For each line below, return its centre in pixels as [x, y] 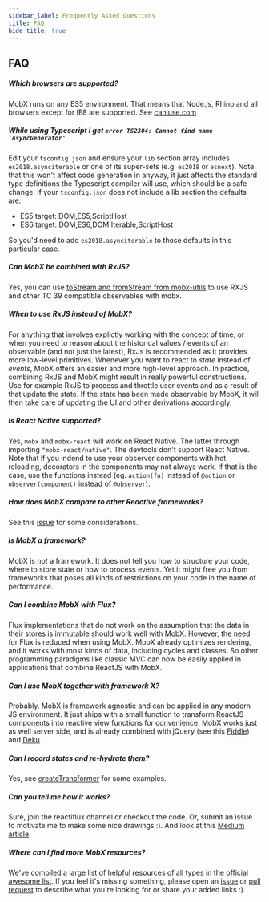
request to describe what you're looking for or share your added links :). [127, 890]
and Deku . [25, 740]
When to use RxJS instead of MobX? [70, 314]
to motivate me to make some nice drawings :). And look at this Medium [126, 826]
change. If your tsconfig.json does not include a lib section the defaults [127, 192]
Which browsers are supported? [63, 83]
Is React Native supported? [55, 421]
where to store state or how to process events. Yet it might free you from [128, 569]
